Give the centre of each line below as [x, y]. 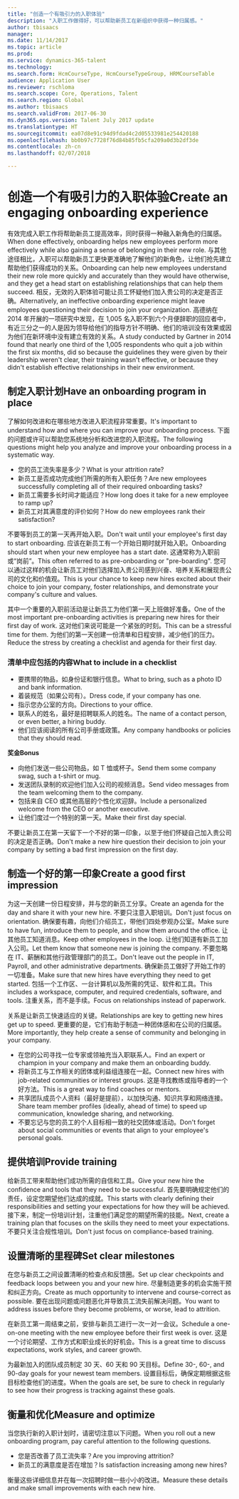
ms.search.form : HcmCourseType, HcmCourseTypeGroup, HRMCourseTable [111, 74]
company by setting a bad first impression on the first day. [93, 849]
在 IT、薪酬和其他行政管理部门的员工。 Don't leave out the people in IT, [111, 957]
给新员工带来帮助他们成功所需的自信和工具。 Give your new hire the [106, 1180]
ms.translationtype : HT [43, 127]
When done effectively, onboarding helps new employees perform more [113, 241]
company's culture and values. [53, 594]
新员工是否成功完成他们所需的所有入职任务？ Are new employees [112, 478]
